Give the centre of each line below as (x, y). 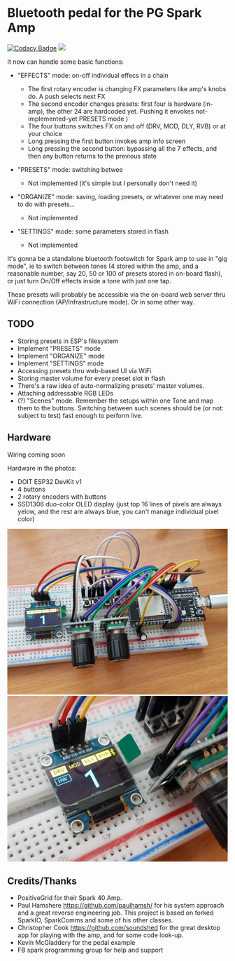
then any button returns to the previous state (92, 156)
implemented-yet (53, 119)
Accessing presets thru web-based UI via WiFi (84, 370)
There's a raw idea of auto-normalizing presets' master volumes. (111, 385)
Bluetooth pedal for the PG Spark (105, 13)
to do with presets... (46, 204)
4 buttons (31, 489)
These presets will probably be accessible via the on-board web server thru (116, 294)
